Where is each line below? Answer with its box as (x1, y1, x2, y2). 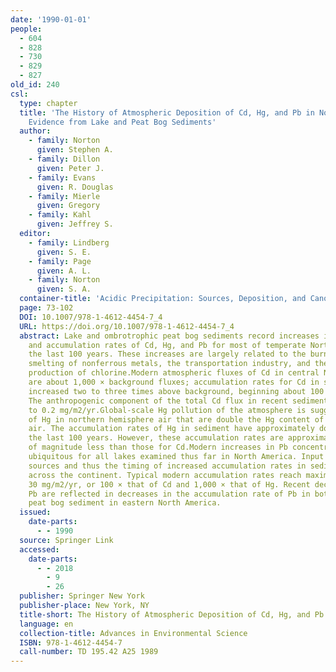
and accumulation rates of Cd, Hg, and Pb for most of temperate (28, 340, 307, 350)
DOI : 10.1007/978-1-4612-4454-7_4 (19, 312, 163, 322)
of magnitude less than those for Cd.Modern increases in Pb (28, 442, 288, 453)
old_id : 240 (10, 80, 60, 90)
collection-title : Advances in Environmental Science (19, 628, 248, 638)
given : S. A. (36, 284, 92, 295)
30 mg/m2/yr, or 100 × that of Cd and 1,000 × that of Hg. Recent (28, 479, 311, 490)
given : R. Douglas (36, 182, 114, 192)
